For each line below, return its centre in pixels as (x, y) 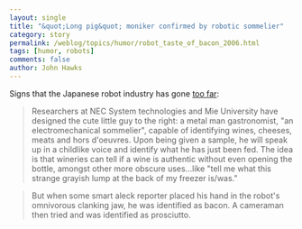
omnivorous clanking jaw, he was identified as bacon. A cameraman (157, 205)
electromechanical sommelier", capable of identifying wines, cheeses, (162, 130)
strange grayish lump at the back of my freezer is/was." (134, 178)
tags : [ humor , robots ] (52, 51)
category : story (40, 34)
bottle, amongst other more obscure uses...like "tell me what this (151, 169)
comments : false (40, 60)
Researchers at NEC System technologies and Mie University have (155, 111)
